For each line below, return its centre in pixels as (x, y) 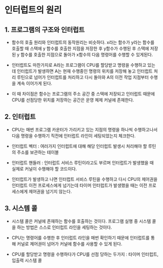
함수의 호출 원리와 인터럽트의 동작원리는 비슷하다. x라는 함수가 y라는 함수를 (83, 42)
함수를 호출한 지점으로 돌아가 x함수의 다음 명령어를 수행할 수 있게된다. (87, 55)
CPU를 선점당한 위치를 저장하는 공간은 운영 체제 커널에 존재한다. (73, 100)
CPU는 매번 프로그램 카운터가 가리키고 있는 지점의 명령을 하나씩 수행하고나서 (84, 129)
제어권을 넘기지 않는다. (50, 191)
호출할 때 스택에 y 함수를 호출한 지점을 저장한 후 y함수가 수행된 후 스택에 (80, 49)
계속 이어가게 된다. (34, 83)
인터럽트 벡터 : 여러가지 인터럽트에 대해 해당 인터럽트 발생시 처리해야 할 (79, 146)
